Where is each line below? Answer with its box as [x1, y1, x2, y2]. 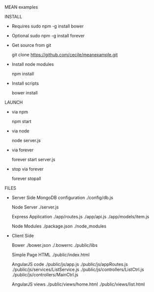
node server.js [11, 138, 41, 143]
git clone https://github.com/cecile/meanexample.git [11, 52, 118, 58]
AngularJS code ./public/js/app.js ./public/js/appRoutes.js [11, 262, 128, 267]
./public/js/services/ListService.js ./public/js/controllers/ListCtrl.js [11, 266, 144, 272]
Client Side [11, 233, 34, 238]
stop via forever [11, 166, 44, 172]
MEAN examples [4, 4, 38, 10]
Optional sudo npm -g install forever [11, 33, 85, 38]
